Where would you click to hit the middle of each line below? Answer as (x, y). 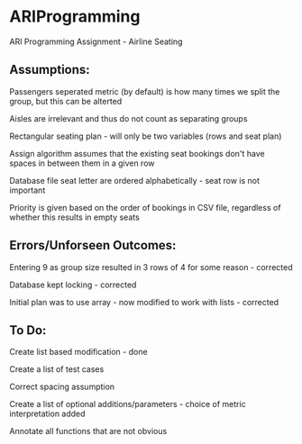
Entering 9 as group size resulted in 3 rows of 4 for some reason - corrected (151, 267)
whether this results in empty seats (74, 217)
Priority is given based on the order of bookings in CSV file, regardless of (145, 207)
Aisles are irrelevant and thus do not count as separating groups (128, 118)
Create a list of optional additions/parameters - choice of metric (128, 404)
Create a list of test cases (57, 369)
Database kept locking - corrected (73, 285)
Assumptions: (50, 70)
